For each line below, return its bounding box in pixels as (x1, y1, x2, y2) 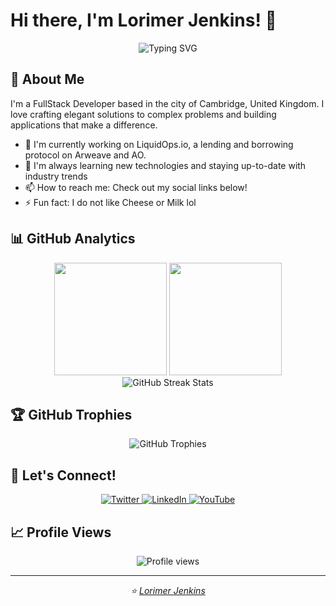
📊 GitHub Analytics (10, 230, 136, 248)
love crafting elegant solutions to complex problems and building (10, 108, 277, 120)
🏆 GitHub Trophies (10, 406, 133, 423)
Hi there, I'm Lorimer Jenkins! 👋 (10, 9, 277, 32)
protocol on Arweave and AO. (24, 149, 147, 161)
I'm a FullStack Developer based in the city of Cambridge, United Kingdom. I (10, 97, 325, 109)
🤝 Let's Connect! (10, 467, 117, 484)
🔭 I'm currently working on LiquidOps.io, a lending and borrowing (24, 138, 294, 150)
